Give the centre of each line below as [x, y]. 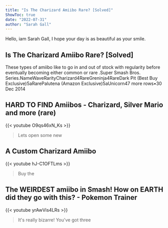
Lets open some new [40, 135]
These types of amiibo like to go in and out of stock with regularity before [83, 67]
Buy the [26, 173]
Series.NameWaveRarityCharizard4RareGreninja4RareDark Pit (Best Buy [81, 78]
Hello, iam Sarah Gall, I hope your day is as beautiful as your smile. [76, 39]
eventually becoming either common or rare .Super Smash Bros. [73, 73]
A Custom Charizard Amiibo [51, 151]
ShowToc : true [20, 15]
